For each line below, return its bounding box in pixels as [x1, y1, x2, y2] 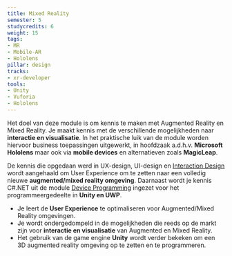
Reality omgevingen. [17, 211, 76, 219]
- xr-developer [7, 74, 51, 81]
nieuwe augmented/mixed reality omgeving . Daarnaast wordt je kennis [7, 176, 212, 184]
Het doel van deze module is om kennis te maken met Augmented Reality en [7, 119, 224, 127]
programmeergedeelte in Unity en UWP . [7, 190, 122, 199]
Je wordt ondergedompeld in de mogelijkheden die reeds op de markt [17, 219, 217, 227]
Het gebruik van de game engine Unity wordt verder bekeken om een [17, 233, 215, 242]
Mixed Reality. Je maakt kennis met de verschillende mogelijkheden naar [7, 126, 214, 135]
